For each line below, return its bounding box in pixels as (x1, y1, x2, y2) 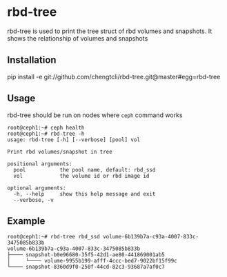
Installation (7, 54, 57, 66)
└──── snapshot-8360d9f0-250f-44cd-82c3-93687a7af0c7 (7, 263, 166, 271)
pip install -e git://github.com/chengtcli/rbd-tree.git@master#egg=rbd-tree (7, 72, 221, 81)
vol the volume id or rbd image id (13, 172, 150, 179)
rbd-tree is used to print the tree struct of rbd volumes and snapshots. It (7, 27, 213, 35)
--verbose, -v (13, 196, 54, 203)
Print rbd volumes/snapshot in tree (7, 148, 112, 155)
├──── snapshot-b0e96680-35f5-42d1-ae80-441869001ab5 (7, 252, 166, 258)
